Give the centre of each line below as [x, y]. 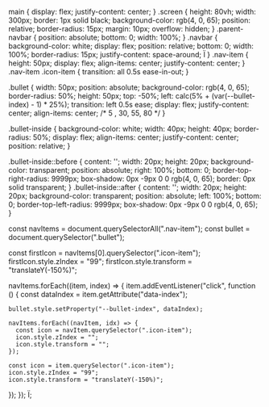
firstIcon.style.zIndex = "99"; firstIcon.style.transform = [101, 261]
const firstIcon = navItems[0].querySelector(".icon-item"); [105, 253]
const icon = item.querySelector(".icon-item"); [91, 366]
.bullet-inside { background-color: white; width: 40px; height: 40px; [120, 129]
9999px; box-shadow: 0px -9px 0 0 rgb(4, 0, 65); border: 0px [153, 178]
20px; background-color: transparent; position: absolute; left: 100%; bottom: [135, 196]
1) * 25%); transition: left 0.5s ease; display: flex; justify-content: [143, 105]
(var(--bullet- [234, 96]
